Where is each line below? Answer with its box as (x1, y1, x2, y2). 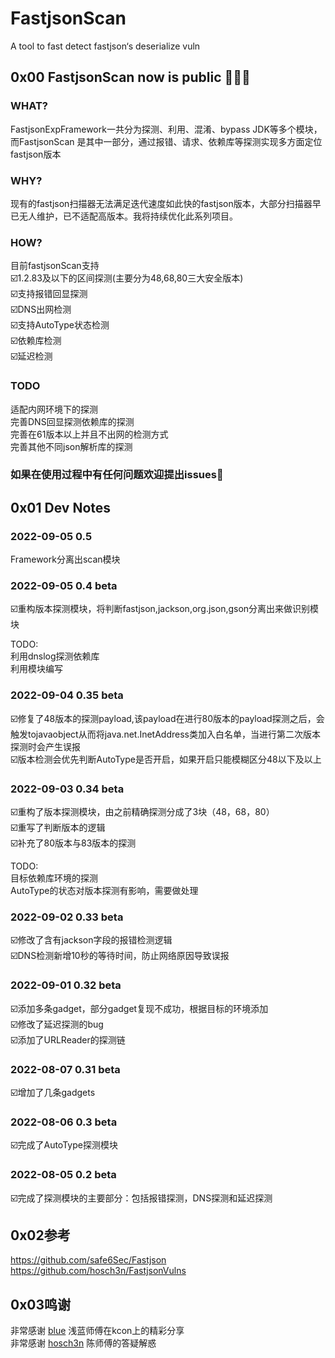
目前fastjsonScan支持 (10, 260, 100, 272)
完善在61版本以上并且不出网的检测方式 (10, 428, 169, 440)
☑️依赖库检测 (10, 335, 62, 347)
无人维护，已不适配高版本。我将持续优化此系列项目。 (18, 210, 238, 222)
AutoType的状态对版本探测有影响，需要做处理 (10, 885, 199, 897)
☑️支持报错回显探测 (10, 288, 88, 300)
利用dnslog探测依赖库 (10, 650, 100, 662)
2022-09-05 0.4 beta (10, 579, 118, 593)
